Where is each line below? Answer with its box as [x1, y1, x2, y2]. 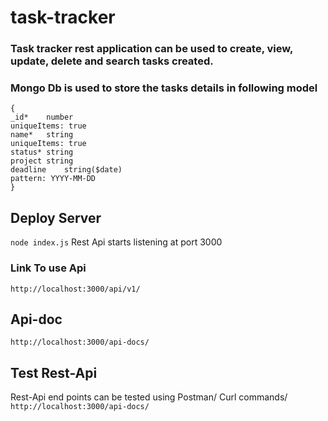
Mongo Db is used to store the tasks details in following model [10, 81, 318, 95]
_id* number [10, 112, 74, 123]
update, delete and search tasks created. [10, 54, 214, 68]
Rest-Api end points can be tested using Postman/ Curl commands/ [10, 391, 288, 403]
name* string [10, 130, 74, 140]
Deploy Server [10, 209, 102, 226]
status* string [10, 147, 74, 158]
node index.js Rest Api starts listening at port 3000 [10, 236, 223, 248]
